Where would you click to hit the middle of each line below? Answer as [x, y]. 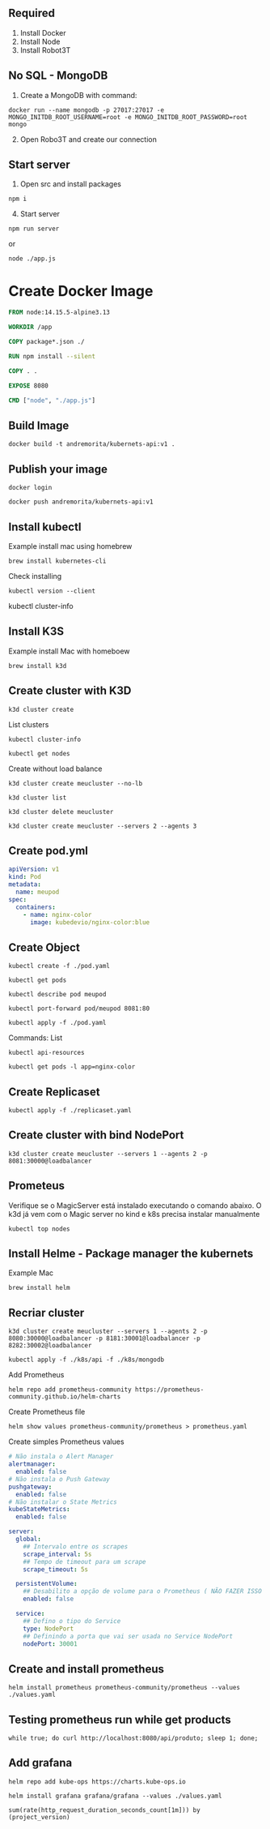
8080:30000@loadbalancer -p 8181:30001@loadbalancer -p [104, 1339]
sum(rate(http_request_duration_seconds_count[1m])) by [104, 1810]
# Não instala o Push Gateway [59, 1479]
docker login [30, 488]
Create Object [44, 947]
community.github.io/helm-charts [65, 1397]
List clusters [29, 724]
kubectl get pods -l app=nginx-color [72, 1067]
